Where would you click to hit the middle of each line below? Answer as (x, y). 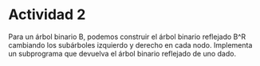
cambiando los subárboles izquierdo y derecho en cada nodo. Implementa (130, 45)
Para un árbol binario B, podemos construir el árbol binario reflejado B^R (127, 37)
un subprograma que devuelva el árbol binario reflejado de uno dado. (122, 53)
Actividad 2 (47, 15)
